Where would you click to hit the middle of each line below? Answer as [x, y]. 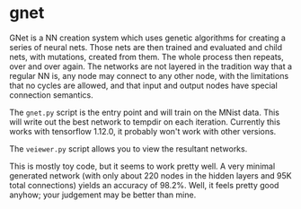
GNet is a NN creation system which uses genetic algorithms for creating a [147, 38]
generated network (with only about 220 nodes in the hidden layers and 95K [150, 175]
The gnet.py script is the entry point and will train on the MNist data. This [145, 112]
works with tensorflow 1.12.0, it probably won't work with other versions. [143, 131]
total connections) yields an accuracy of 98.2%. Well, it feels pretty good [144, 185]
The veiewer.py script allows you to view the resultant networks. [128, 148]
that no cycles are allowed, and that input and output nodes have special [144, 85]
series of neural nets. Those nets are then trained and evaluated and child [146, 47]
